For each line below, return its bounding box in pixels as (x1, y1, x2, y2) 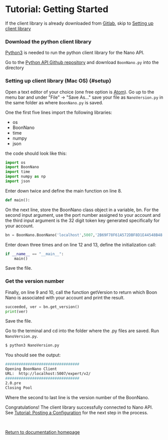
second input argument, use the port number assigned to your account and (5, 212, 161, 218)
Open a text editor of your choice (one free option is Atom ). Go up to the (5, 89, 154, 95)
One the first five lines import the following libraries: (5, 109, 112, 115)
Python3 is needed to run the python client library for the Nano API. (5, 49, 144, 56)
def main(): (5, 198, 30, 203)
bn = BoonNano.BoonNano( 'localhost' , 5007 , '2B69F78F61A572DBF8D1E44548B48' (5, 232, 165, 237)
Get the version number (5, 278, 64, 285)
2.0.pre (5, 381, 22, 386)
